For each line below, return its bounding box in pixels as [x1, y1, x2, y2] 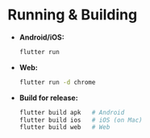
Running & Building [7, 6, 138, 24]
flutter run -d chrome [19, 78, 96, 86]
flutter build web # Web [19, 123, 110, 132]
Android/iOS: [19, 32, 65, 42]
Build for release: [19, 93, 78, 102]
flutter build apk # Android [19, 108, 125, 116]
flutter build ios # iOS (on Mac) [19, 115, 143, 124]
